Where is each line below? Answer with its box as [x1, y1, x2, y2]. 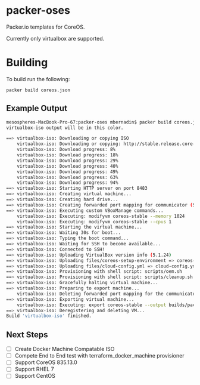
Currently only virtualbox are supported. [6, 35, 105, 42]
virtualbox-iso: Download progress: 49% [17, 168, 118, 175]
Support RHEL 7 [14, 365, 55, 373]
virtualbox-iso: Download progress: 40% [17, 163, 118, 169]
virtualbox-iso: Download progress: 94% [17, 180, 118, 186]
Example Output [6, 103, 67, 113]
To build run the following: [6, 75, 70, 82]
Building [6, 56, 48, 69]
